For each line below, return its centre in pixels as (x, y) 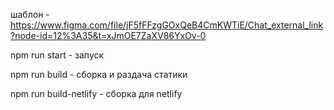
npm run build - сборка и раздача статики (99, 74)
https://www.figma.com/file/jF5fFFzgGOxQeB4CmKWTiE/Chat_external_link (167, 25)
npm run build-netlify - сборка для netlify (96, 93)
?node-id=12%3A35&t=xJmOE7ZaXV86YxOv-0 (108, 35)
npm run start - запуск (57, 55)
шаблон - (30, 14)
